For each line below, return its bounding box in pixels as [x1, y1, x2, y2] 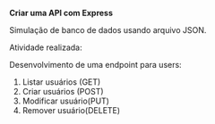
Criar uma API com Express [9, 8, 114, 18]
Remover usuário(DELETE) [21, 105, 121, 115]
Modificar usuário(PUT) [21, 95, 110, 106]
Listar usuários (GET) [21, 77, 101, 87]
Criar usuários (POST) [21, 87, 105, 96]
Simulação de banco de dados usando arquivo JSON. [9, 25, 207, 35]
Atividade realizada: [9, 42, 82, 53]
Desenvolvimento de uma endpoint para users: [9, 60, 182, 70]
